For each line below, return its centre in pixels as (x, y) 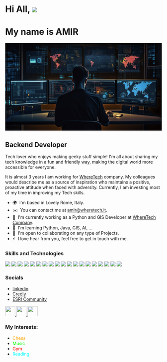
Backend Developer (36, 144)
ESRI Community (30, 299)
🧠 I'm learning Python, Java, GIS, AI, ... (52, 228)
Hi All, (18, 9)
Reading (21, 354)
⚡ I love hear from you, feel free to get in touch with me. (70, 238)
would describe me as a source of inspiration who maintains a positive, (78, 182)
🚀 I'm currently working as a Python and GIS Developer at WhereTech (84, 217)
